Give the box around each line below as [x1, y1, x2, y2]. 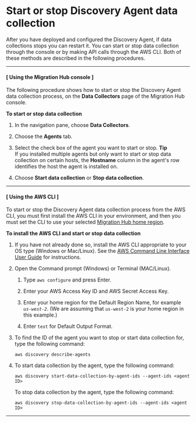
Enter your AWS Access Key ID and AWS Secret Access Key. [23, 288, 169, 295]
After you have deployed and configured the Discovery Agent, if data [6, 36, 172, 43]
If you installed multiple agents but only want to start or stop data [14, 150, 171, 157]
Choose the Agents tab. [14, 133, 73, 140]
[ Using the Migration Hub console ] [6, 73, 94, 80]
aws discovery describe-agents [14, 352, 91, 358]
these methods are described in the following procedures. [6, 54, 146, 61]
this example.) [23, 311, 58, 318]
